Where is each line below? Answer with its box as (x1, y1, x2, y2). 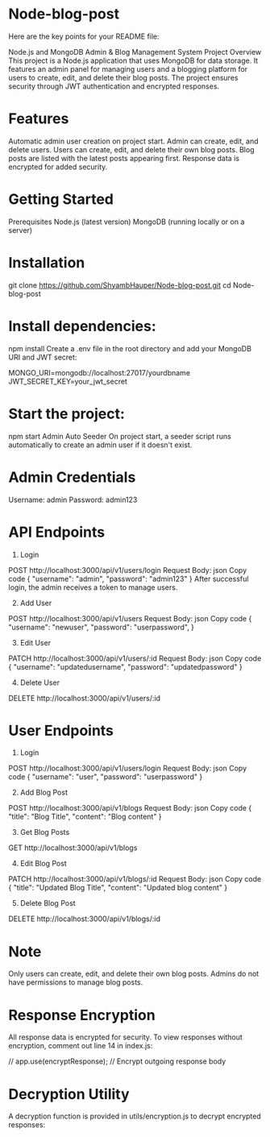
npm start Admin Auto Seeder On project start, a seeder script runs (8, 431, 231, 441)
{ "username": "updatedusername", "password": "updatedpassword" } (8, 662, 243, 671)
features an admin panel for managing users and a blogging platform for (8, 64, 248, 73)
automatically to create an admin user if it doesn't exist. (8, 440, 193, 450)
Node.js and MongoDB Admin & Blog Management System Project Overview (8, 47, 262, 56)
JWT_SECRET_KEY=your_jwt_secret (8, 376, 127, 386)
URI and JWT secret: (8, 352, 77, 362)
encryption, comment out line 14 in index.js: (8, 1041, 153, 1051)
